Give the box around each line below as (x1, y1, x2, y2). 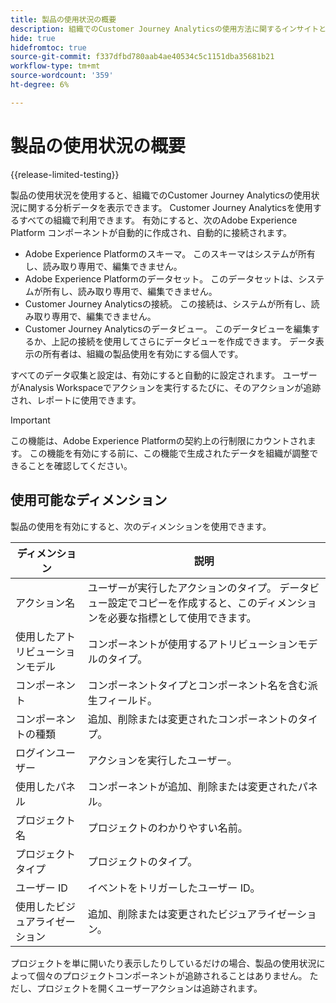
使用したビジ (15, 899, 77, 913)
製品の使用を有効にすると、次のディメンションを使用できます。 (10, 520, 272, 532)
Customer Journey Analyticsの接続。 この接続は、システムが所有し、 (24, 297, 312, 310)
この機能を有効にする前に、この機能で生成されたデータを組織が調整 (29, 447, 310, 459)
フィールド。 (97, 693, 158, 707)
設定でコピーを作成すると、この (107, 596, 258, 610)
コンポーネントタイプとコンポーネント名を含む (87, 678, 308, 692)
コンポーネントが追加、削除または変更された (87, 779, 298, 793)
